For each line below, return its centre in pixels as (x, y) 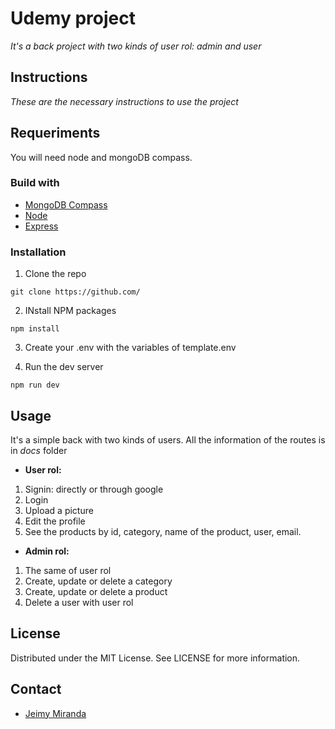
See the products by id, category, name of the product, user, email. (163, 531)
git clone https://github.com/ (75, 292)
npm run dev (35, 385)
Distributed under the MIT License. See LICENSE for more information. (155, 658)
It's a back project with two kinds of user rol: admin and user (136, 46)
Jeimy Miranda (55, 713)
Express (41, 226)
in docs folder (39, 450)
